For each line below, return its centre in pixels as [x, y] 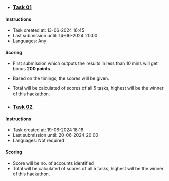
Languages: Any [29, 41]
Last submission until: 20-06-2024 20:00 [55, 135]
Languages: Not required [38, 141]
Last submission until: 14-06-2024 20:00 [55, 36]
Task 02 [22, 107]
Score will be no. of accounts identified [53, 163]
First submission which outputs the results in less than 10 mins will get [85, 63]
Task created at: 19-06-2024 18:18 [48, 130]
